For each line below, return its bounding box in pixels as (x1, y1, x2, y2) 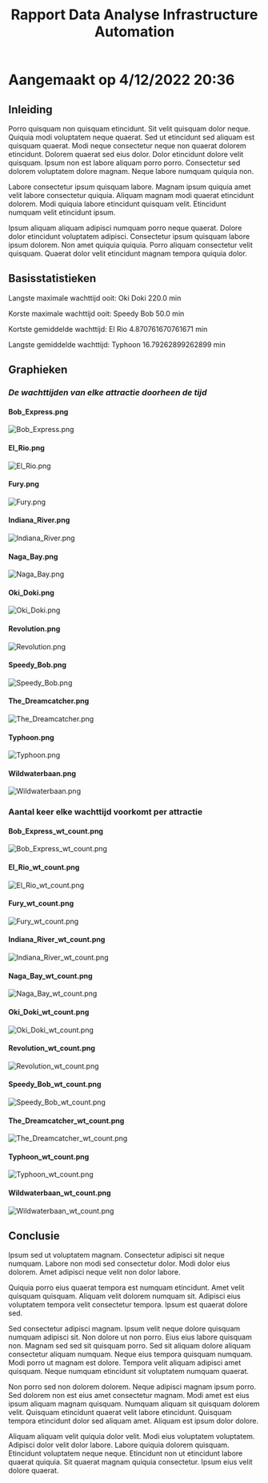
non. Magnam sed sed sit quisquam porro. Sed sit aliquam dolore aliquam (8, 1341, 251, 1351)
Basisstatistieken (8, 272, 97, 285)
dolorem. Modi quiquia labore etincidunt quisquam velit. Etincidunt (8, 199, 226, 208)
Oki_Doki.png (8, 588, 54, 597)
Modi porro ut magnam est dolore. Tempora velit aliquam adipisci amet (8, 1358, 242, 1368)
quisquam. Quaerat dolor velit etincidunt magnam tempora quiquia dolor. (8, 249, 248, 258)
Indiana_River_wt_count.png (8, 935, 106, 944)
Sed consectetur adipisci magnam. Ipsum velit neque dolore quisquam (8, 1324, 241, 1334)
